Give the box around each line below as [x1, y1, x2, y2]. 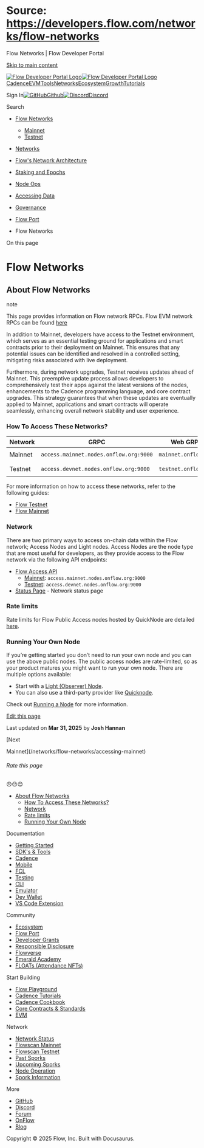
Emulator [15, 887, 38, 894]
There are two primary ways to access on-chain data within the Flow [6, 536, 178, 544]
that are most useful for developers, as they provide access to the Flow [6, 549, 185, 557]
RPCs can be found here [6, 318, 68, 326]
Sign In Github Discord [6, 91, 109, 98]
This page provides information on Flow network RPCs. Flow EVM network [6, 312, 193, 320]
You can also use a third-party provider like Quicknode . [15, 689, 154, 696]
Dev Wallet [15, 893, 42, 901]
